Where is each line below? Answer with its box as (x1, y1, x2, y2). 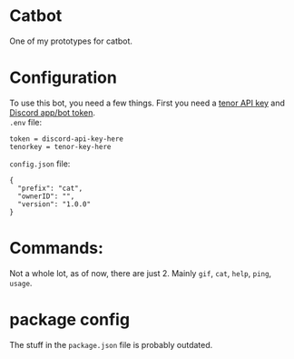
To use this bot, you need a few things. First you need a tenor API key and (9, 97, 286, 108)
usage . (9, 277, 33, 288)
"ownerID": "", (17, 192, 75, 201)
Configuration (9, 67, 118, 88)
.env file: (9, 116, 43, 127)
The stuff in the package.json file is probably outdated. (9, 339, 213, 350)
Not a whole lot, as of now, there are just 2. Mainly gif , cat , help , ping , (9, 267, 272, 278)
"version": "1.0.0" (17, 199, 92, 209)
